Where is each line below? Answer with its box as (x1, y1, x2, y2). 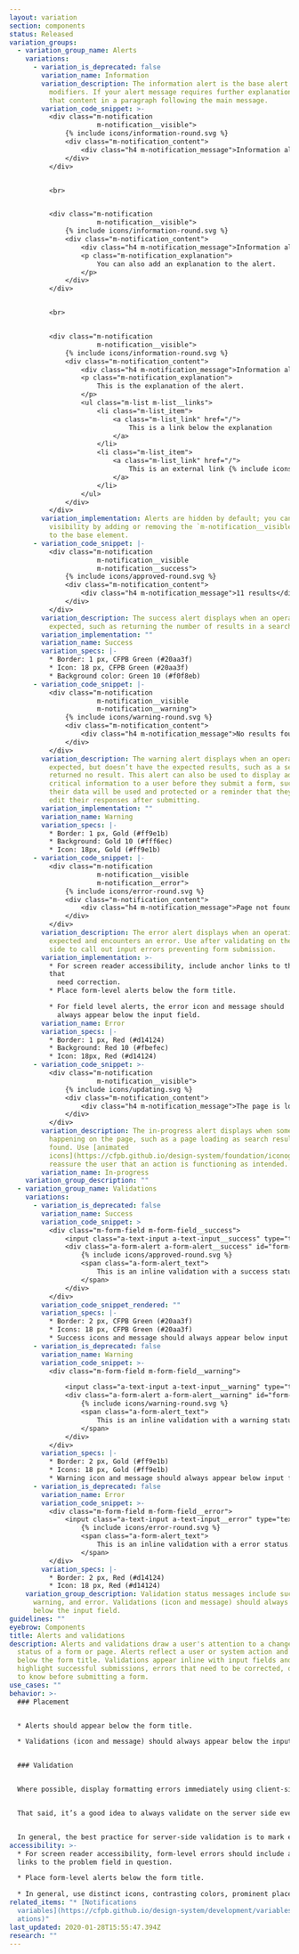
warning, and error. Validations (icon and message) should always (32, 1598, 289, 1608)
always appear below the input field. (56, 1010, 201, 1020)
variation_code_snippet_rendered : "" (41, 1300, 181, 1309)
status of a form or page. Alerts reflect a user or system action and (17, 1648, 289, 1657)
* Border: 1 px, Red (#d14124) (48, 1035, 166, 1045)
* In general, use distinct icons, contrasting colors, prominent (17, 1890, 269, 1899)
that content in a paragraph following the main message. (48, 95, 269, 105)
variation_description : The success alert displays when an (41, 614, 269, 623)
